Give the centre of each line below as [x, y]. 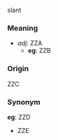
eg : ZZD [19, 117]
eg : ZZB [39, 51]
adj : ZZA [30, 43]
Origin [18, 69]
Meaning [23, 28]
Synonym [24, 102]
